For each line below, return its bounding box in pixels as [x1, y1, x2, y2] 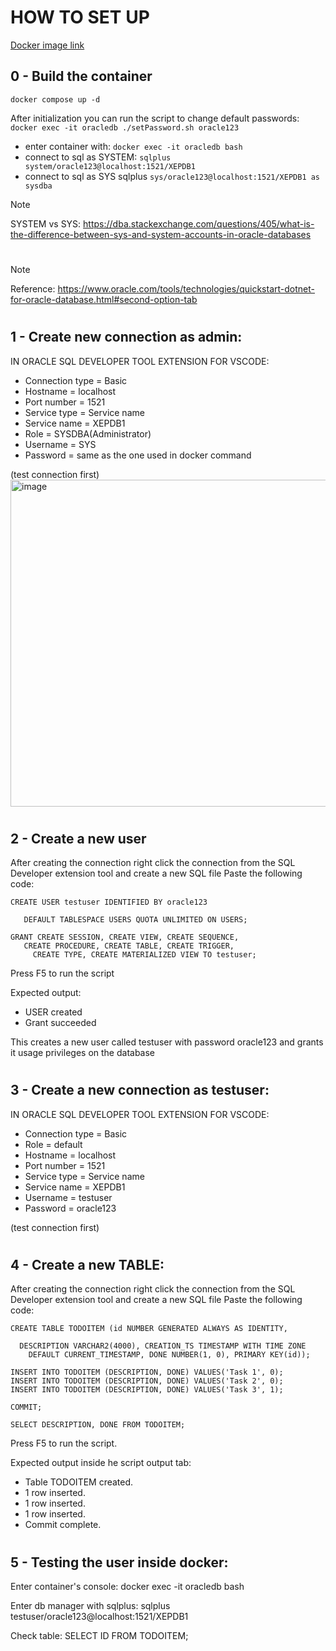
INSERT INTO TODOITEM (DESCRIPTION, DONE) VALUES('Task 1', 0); [10, 1367, 284, 1378]
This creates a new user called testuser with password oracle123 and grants [10, 1036, 324, 1048]
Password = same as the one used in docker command [24, 449, 252, 461]
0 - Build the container [10, 68, 153, 85]
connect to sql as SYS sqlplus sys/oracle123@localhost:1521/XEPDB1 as [24, 170, 321, 182]
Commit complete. [24, 1519, 102, 1531]
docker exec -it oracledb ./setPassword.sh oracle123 [10, 122, 240, 133]
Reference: [10, 282, 56, 295]
